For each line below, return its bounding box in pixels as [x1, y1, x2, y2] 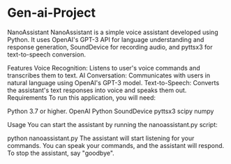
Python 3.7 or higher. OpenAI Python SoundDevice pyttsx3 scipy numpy [7, 107, 214, 115]
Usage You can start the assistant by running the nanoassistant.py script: [7, 120, 218, 128]
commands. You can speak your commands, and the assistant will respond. [7, 141, 225, 149]
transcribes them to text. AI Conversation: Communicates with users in [7, 71, 211, 80]
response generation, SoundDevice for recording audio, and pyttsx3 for [7, 43, 213, 51]
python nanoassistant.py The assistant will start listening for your [7, 134, 195, 142]
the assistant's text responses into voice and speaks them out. [7, 86, 187, 94]
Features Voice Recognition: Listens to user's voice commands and [7, 64, 200, 72]
